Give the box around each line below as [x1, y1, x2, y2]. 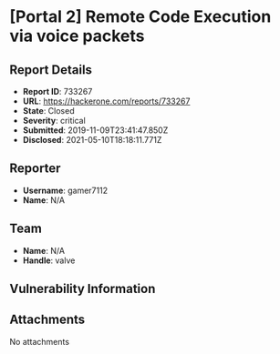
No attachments [9, 336, 70, 347]
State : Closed [22, 106, 75, 116]
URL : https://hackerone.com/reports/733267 [22, 96, 191, 106]
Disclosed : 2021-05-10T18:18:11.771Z [22, 135, 162, 145]
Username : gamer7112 [22, 185, 108, 196]
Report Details [9, 62, 93, 77]
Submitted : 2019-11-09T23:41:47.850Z [22, 125, 169, 136]
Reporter [9, 161, 61, 177]
